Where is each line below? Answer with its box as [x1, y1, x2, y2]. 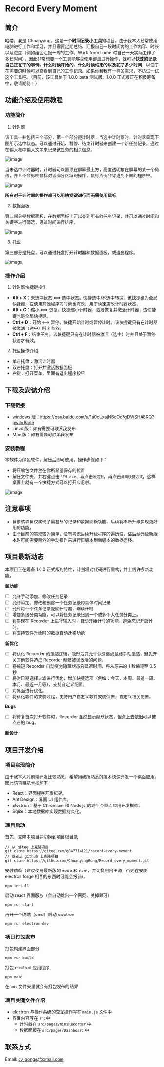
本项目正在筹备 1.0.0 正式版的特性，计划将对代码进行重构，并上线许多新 [5, 566, 150, 572]
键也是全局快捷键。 [12, 313, 51, 319]
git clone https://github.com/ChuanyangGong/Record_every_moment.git [5, 858, 150, 863]
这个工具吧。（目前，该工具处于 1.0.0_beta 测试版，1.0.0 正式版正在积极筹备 [5, 74, 156, 80]
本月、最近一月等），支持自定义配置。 [12, 681, 87, 687]
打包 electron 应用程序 [5, 964, 50, 970]
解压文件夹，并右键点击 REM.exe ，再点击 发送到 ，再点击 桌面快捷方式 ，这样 [12, 473, 156, 479]
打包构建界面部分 [5, 945, 40, 951]
